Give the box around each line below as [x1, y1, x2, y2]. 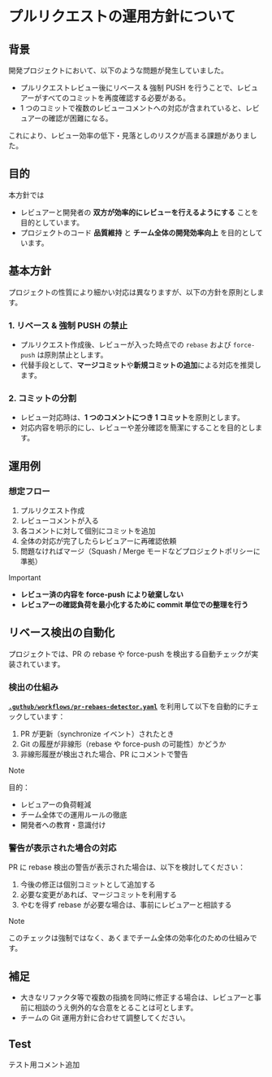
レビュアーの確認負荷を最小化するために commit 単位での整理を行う [19, 599, 249, 609]
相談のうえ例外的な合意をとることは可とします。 [34, 1003, 198, 1013]
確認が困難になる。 [48, 113, 113, 123]
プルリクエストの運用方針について [8, 7, 236, 26]
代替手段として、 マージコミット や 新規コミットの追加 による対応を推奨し [19, 360, 262, 370]
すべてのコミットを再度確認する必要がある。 [41, 93, 191, 103]
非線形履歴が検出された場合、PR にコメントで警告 [19, 750, 188, 760]
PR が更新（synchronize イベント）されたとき [19, 729, 175, 739]
